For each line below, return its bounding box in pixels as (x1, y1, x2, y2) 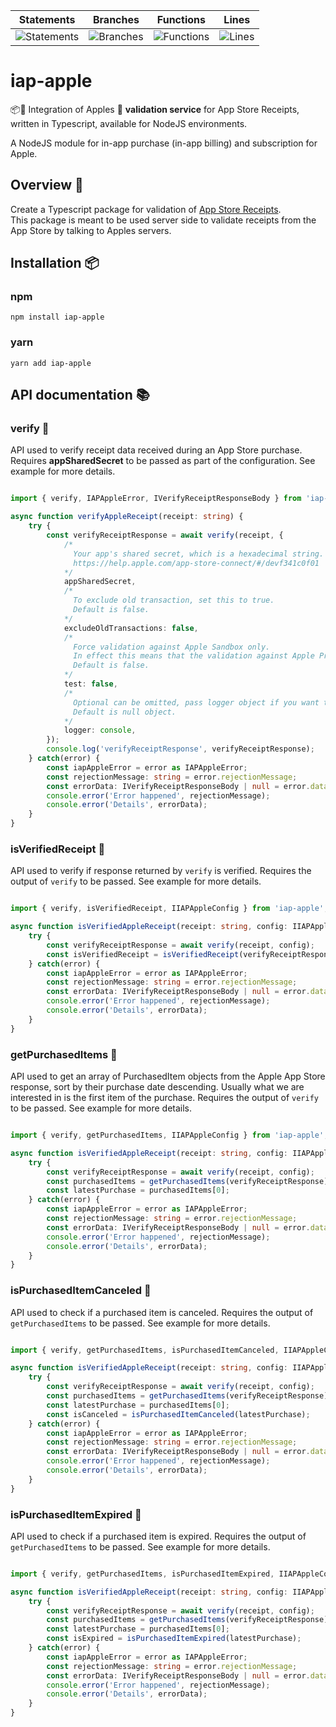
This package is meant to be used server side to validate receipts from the (10, 214, 317, 226)
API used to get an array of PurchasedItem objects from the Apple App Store (10, 1070, 326, 1083)
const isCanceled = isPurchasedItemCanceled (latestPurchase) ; (46, 1409, 311, 1419)
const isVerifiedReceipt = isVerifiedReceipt (46, 949, 240, 959)
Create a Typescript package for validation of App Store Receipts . (10, 203, 282, 215)
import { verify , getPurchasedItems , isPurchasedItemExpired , (10, 1569, 275, 1579)
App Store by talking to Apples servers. (10, 224, 172, 236)
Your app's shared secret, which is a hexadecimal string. (73, 549, 325, 559)
